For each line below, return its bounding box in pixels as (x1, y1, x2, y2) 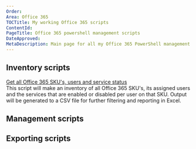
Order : (6, 8, 22, 15)
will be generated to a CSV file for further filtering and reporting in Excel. (6, 97, 182, 104)
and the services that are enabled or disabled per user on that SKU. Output (6, 91, 187, 98)
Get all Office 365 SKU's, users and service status (6, 78, 127, 85)
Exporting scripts (6, 134, 71, 144)
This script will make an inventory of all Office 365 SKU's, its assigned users (6, 84, 191, 91)
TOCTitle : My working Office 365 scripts (6, 19, 109, 25)
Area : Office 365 (6, 14, 49, 20)
